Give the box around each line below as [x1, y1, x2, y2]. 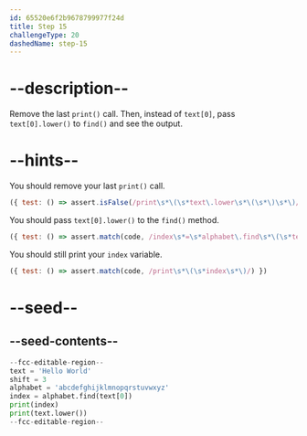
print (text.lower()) [9, 409, 89, 418]
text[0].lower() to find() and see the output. [9, 118, 183, 129]
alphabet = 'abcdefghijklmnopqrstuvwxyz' [9, 383, 170, 393]
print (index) [9, 400, 59, 409]
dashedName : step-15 [9, 38, 89, 48]
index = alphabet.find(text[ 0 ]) [9, 392, 132, 401]
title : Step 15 [9, 22, 68, 31]
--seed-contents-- [9, 334, 119, 349]
